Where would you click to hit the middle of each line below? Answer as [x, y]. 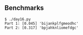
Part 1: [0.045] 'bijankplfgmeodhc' [41, 23]
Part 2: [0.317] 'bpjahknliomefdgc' [41, 28]
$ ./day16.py [18, 19]
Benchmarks [24, 8]
